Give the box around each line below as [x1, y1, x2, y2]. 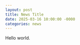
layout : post [5, 7, 33, 12]
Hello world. [5, 35, 30, 41]
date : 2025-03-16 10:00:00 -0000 [5, 16, 75, 21]
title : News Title [5, 12, 44, 17]
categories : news [5, 21, 42, 26]
